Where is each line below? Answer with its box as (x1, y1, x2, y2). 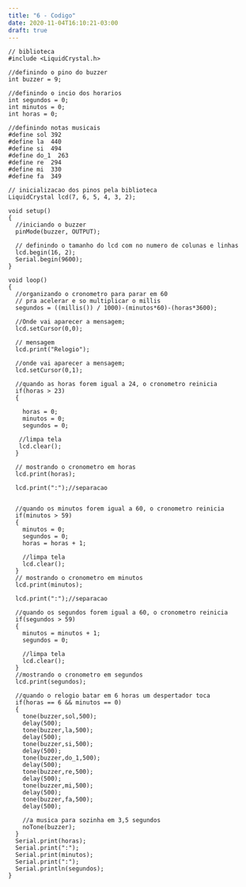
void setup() (8, 207, 51, 215)
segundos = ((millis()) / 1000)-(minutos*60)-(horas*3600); (15, 304, 218, 313)
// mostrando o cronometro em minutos (15, 574, 144, 582)
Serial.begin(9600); (15, 256, 83, 263)
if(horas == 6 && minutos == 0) (15, 699, 123, 707)
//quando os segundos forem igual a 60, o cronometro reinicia (15, 608, 228, 617)
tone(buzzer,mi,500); (22, 782, 93, 790)
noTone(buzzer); (22, 824, 77, 832)
